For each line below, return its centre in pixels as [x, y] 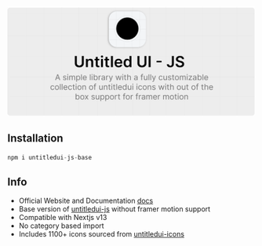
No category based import [61, 226]
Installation [35, 139]
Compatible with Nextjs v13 [63, 218]
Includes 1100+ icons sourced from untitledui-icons [102, 234]
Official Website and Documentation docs [86, 201]
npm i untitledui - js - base [49, 157]
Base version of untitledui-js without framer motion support [115, 209]
